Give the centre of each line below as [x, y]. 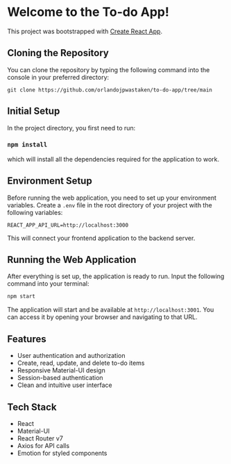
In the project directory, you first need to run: [71, 128]
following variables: [35, 212]
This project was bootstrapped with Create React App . [85, 31]
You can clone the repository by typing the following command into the [109, 69]
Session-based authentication [60, 378]
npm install [27, 145]
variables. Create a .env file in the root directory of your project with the [110, 205]
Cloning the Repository [58, 53]
